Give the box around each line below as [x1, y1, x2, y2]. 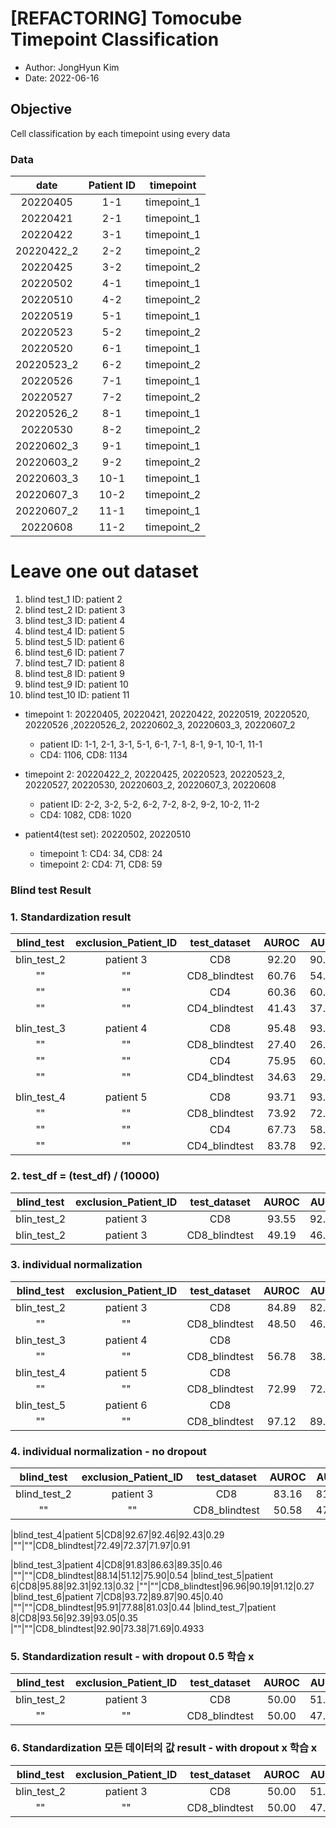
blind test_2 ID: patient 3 [24, 603, 126, 616]
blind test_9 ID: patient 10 [24, 678, 129, 690]
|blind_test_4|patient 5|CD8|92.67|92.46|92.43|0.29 [10, 1529, 225, 1541]
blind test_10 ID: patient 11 [24, 688, 130, 701]
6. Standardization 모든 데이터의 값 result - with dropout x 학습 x [10, 1741, 318, 1755]
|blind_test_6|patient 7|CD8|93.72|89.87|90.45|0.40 [10, 1591, 224, 1603]
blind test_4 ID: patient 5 [24, 625, 125, 637]
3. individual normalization [10, 1258, 143, 1272]
